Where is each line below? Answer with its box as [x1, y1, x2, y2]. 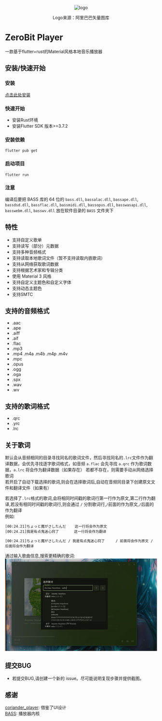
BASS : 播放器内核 [5, 711, 40, 717]
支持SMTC [12, 291, 33, 297]
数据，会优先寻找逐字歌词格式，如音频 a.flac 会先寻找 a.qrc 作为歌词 [9, 461, 148, 467]
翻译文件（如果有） [13, 485, 52, 491]
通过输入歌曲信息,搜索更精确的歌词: [5, 553, 76, 559]
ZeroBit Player [5, 32, 64, 43]
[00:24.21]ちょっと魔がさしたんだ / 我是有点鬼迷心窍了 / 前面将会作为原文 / [5, 539, 153, 544]
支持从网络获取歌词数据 [12, 261, 59, 267]
